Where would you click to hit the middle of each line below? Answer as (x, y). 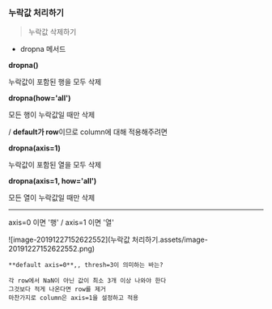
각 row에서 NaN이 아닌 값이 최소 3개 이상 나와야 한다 (87, 281)
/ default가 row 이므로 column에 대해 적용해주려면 (88, 132)
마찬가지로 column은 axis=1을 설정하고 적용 (74, 298)
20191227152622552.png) (52, 249)
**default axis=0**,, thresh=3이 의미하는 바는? (86, 265)
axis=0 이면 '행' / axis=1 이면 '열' (62, 222)
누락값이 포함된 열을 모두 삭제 (55, 165)
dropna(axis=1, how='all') (53, 181)
